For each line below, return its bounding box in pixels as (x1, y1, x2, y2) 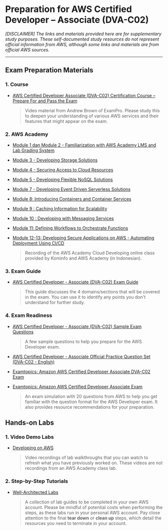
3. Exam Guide (5, 267, 41, 274)
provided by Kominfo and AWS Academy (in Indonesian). (24, 255, 142, 261)
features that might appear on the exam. (24, 118, 108, 124)
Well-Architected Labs (12, 489, 58, 495)
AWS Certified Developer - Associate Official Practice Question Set (12, 353, 151, 360)
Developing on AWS (12, 445, 54, 451)
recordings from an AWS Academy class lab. (24, 465, 117, 471)
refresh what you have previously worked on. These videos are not (24, 460, 163, 466)
